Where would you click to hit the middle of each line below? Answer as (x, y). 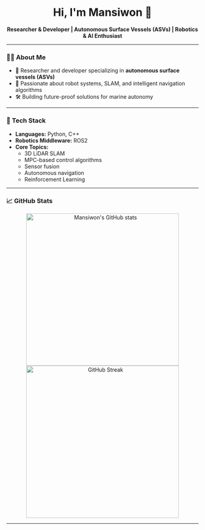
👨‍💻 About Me (26, 57)
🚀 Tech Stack (26, 121)
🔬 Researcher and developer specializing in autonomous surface (97, 71)
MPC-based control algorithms (63, 160)
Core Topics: (32, 147)
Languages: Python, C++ (47, 134)
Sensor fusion (42, 166)
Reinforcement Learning (55, 179)
